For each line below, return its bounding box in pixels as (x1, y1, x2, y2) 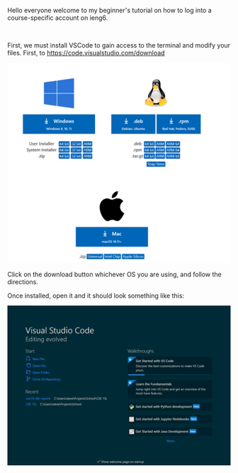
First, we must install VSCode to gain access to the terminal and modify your (7, 41, 231, 49)
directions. (7, 278, 39, 286)
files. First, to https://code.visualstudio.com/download (7, 49, 165, 57)
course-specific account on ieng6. (7, 13, 108, 22)
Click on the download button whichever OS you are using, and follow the (7, 270, 222, 279)
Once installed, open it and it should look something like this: (7, 291, 185, 300)
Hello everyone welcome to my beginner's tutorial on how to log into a (7, 6, 212, 14)
